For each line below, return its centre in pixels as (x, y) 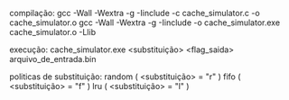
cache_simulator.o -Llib (53, 32)
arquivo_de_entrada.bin (53, 59)
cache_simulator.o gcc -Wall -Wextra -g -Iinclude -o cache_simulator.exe (145, 23)
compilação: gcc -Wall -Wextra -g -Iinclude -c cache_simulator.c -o (135, 13)
